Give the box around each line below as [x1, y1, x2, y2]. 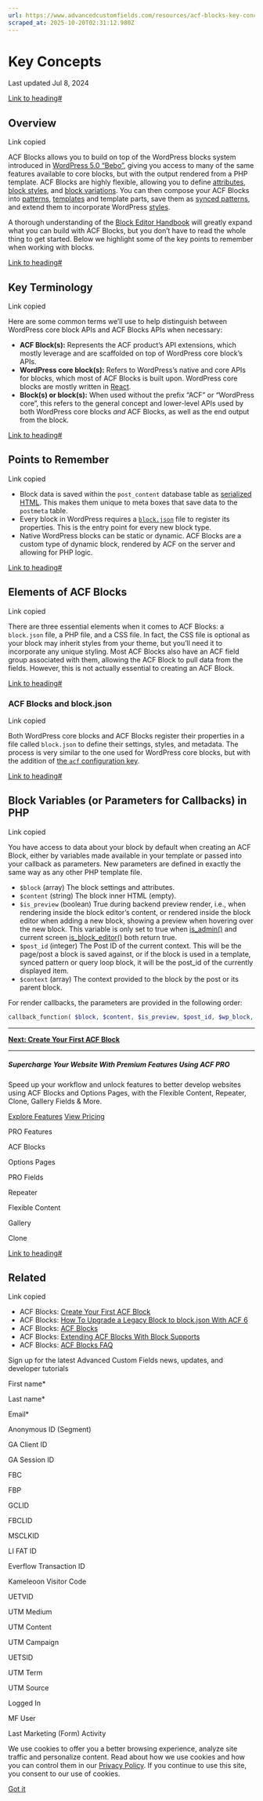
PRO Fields [8, 1172, 44, 1182]
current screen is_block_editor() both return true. [19, 932, 178, 942]
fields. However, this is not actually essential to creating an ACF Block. [8, 663, 235, 673]
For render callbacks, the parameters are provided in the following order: [8, 997, 243, 1007]
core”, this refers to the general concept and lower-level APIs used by [19, 399, 244, 408]
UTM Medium [8, 1607, 52, 1617]
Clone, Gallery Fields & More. [8, 1096, 103, 1106]
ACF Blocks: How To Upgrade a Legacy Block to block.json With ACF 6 [19, 1315, 248, 1325]
